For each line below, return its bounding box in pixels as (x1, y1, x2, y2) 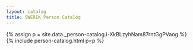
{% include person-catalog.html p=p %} (6, 37, 105, 44)
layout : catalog (6, 8, 46, 15)
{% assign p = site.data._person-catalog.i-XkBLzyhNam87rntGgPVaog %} (6, 30, 187, 37)
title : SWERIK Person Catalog (6, 14, 81, 20)
